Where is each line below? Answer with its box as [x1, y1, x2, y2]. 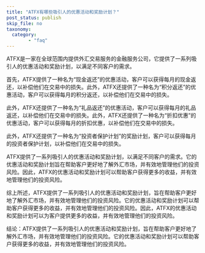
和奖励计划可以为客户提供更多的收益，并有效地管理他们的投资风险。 [6, 212, 178, 219]
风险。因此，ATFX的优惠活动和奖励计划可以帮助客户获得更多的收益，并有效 [6, 168, 197, 175]
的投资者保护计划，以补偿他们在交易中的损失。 [6, 140, 124, 147]
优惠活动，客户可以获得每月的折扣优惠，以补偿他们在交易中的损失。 [6, 119, 178, 126]
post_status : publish [6, 15, 62, 21]
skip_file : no [6, 20, 43, 26]
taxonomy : [6, 26, 32, 32]
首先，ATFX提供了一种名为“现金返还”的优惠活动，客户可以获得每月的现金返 [6, 76, 196, 83]
